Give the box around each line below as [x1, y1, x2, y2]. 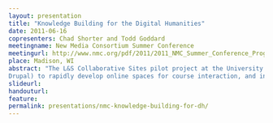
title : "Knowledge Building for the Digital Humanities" [8, 19, 206, 28]
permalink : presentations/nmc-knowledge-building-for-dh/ [8, 102, 209, 110]
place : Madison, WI [8, 57, 75, 66]
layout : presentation [8, 11, 82, 20]
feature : [8, 95, 38, 103]
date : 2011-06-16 [8, 27, 67, 35]
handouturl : [8, 87, 49, 95]
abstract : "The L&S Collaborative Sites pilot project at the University [8, 65, 264, 73]
